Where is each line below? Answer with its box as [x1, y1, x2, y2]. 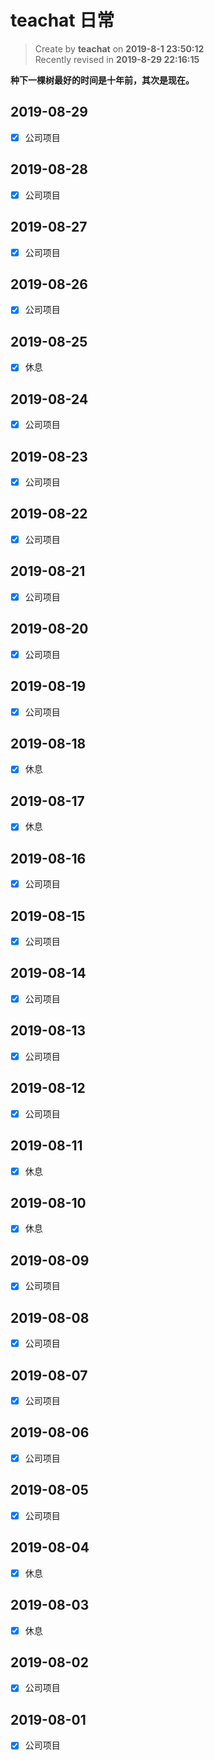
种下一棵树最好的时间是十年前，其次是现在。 [10, 74, 195, 86]
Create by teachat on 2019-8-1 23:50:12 [34, 42, 205, 55]
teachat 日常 [10, 9, 115, 32]
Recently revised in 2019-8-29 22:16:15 [34, 53, 200, 65]
